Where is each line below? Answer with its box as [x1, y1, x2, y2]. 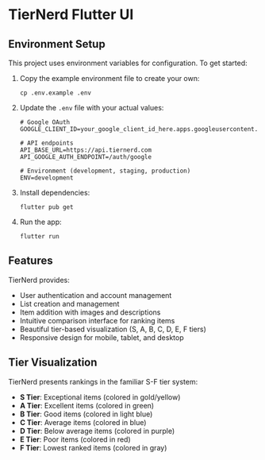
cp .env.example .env [19, 89, 91, 97]
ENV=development [19, 174, 74, 182]
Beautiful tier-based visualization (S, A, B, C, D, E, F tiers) [19, 324, 206, 334]
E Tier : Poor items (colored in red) [19, 435, 131, 444]
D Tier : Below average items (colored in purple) [19, 426, 175, 435]
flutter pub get [19, 203, 74, 211]
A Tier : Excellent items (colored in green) [19, 400, 155, 410]
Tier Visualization [8, 356, 98, 369]
